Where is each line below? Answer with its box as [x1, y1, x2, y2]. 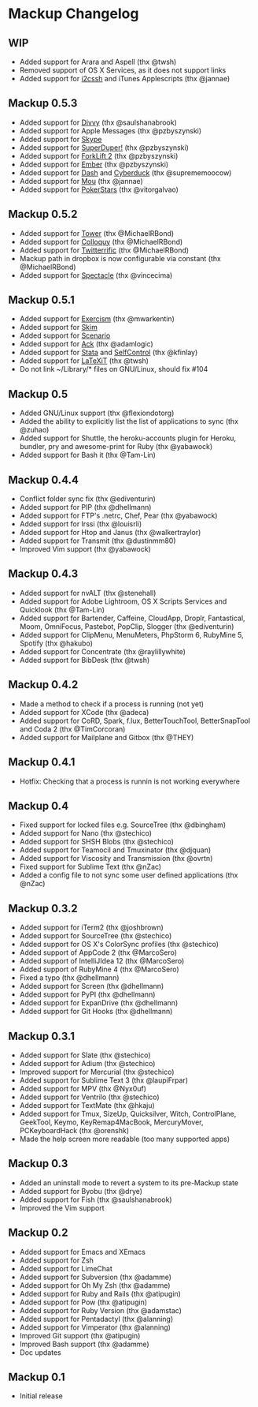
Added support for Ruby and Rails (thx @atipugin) [19, 1289, 181, 1298]
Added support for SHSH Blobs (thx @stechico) [19, 837, 175, 847]
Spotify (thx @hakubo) [19, 638, 93, 648]
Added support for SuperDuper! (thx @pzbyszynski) [19, 143, 189, 152]
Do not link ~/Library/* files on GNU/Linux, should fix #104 [19, 365, 208, 374]
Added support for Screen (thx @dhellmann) [19, 982, 164, 991]
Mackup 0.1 [8, 1370, 65, 1383]
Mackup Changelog [8, 5, 139, 23]
